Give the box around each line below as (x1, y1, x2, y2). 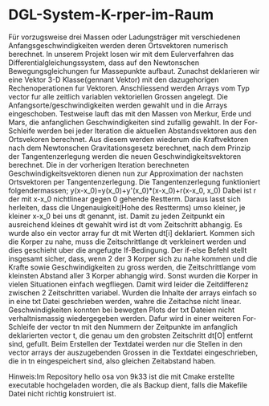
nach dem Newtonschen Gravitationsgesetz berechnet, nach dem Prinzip (8, 143, 251, 152)
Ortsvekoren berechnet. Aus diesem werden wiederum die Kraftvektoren (8, 134, 249, 144)
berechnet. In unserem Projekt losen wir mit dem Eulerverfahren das (8, 49, 234, 59)
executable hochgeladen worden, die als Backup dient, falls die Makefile (8, 380, 247, 390)
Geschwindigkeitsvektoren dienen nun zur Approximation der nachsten (8, 168, 243, 178)
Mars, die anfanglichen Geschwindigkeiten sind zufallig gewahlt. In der (8, 117, 243, 127)
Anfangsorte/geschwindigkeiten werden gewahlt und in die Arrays (8, 100, 227, 110)
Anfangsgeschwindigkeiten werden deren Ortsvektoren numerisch (8, 40, 229, 50)
